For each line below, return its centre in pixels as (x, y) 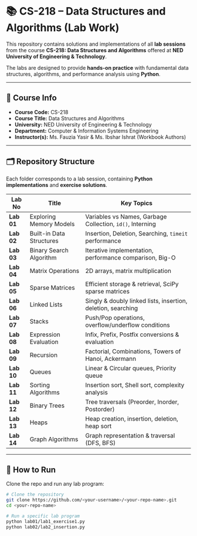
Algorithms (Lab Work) (63, 28)
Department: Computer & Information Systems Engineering (86, 131)
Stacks (39, 321)
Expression (45, 334)
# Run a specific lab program (43, 516)
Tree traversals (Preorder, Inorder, (132, 402)
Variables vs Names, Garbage (126, 216)
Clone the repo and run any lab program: (55, 484)
